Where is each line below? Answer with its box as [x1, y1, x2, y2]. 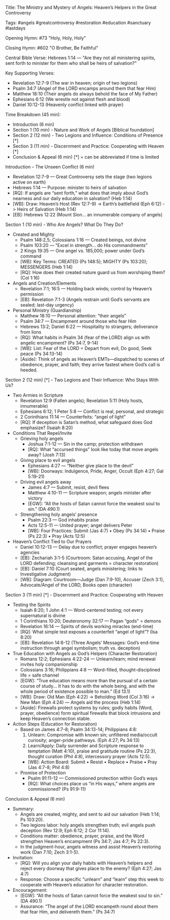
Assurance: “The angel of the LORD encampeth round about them [20, 903, 158, 909]
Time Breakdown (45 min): [5, 112, 61, 117]
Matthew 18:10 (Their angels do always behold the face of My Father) [12, 91, 158, 96]
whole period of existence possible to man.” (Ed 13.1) [20, 688, 130, 694]
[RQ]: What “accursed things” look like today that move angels [27, 446, 158, 452]
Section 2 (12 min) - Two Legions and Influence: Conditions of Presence [12, 132, 163, 138]
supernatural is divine [20, 612, 66, 618]
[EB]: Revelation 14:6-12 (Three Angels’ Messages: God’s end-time [20, 640, 160, 645]
